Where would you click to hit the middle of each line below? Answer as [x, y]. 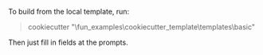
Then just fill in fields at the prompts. [69, 42]
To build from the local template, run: [69, 12]
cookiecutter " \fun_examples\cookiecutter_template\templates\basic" [141, 27]
